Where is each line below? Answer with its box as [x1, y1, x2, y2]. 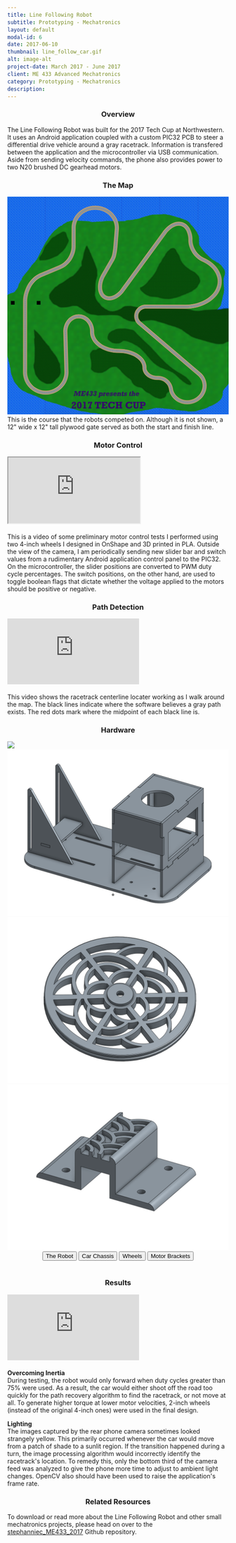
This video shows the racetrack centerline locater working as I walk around [7, 692, 225, 702]
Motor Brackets [150, 1252, 191, 1260]
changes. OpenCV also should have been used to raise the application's [7, 1471, 216, 1480]
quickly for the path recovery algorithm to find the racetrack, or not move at [7, 1391, 226, 1399]
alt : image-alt [7, 56, 52, 63]
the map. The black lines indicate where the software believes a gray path [7, 700, 221, 709]
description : [7, 85, 46, 93]
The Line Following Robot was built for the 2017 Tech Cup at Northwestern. [7, 125, 225, 133]
